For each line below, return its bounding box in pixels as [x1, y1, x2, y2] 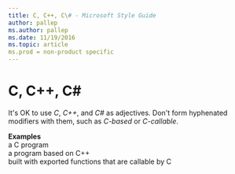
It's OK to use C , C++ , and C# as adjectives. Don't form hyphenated [8, 108, 228, 117]
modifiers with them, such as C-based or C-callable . [8, 116, 179, 126]
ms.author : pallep [8, 26, 68, 34]
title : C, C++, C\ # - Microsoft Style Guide [8, 11, 156, 20]
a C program [8, 139, 49, 150]
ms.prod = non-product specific [8, 48, 114, 56]
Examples [8, 131, 42, 141]
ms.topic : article [8, 41, 68, 49]
